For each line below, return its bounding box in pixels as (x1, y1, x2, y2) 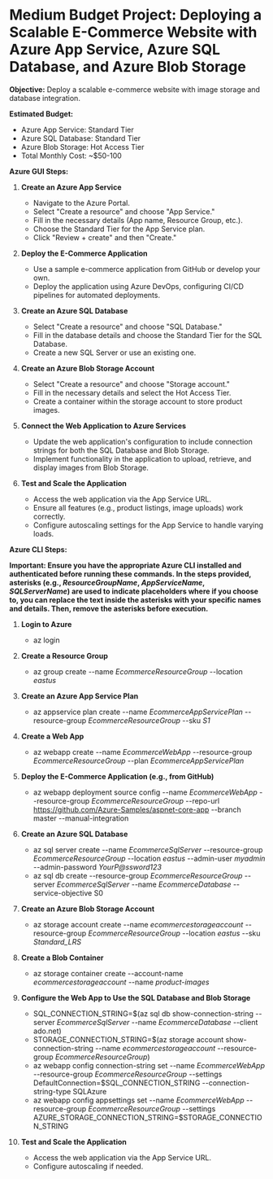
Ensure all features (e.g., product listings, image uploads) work (32, 502, 244, 512)
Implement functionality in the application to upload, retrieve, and (32, 454, 252, 463)
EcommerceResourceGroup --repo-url (91, 795, 220, 805)
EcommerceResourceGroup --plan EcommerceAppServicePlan (32, 756, 245, 765)
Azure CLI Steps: (9, 544, 67, 554)
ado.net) (32, 1026, 62, 1036)
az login (32, 635, 60, 645)
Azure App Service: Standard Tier (20, 125, 134, 134)
